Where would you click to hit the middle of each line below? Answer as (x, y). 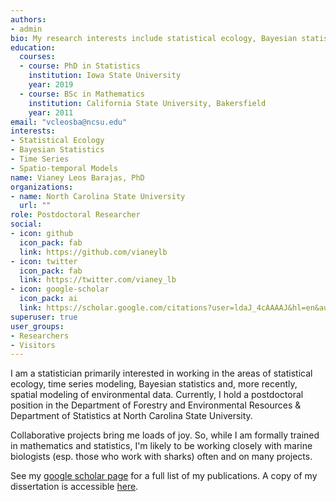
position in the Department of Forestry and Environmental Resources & (156, 405)
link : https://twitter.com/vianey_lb (98, 280)
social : (26, 224)
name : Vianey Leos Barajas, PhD (77, 177)
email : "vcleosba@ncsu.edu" (69, 122)
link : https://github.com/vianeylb (93, 252)
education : (33, 47)
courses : (37, 57)
